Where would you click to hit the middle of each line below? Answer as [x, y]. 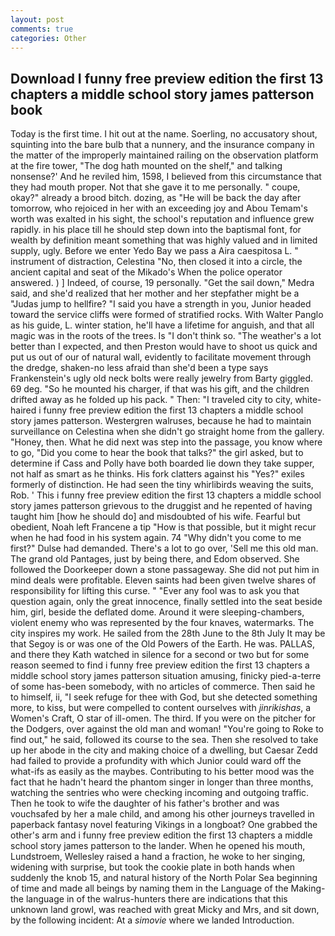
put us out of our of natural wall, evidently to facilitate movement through [161, 357]
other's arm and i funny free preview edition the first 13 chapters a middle [161, 835]
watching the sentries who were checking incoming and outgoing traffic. [160, 793]
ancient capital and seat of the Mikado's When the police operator [146, 272]
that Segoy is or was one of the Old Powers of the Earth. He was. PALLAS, [162, 644]
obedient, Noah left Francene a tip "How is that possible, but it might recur [163, 527]
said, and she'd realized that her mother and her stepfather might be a [155, 293]
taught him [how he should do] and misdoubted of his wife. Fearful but [155, 517]
